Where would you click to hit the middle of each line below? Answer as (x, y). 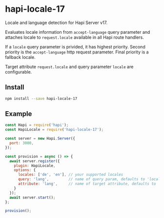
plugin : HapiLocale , (35, 166)
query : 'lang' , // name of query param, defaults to (82, 179)
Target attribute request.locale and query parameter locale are (69, 67)
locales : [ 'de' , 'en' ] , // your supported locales (71, 175)
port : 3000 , (22, 143)
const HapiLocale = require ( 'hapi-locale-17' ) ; (54, 130)
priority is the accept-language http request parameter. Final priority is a (77, 52)
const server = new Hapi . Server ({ (40, 139)
